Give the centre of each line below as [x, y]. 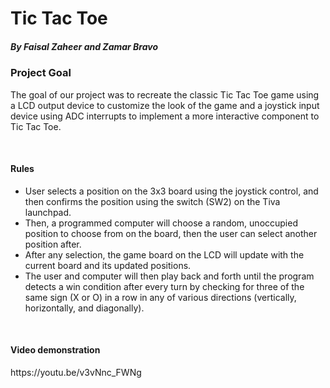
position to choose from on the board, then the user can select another [171, 233]
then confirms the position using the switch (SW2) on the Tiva [152, 201]
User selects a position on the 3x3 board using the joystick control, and [171, 191]
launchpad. [48, 212]
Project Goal [41, 73]
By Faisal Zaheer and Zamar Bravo [84, 46]
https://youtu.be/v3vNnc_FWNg [76, 372]
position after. [53, 244]
